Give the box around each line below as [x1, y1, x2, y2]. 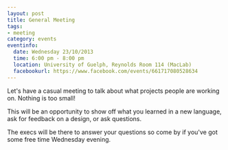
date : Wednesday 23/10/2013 [13, 49, 94, 56]
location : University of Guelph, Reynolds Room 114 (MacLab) [13, 61, 192, 68]
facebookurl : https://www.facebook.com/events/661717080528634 [13, 67, 198, 74]
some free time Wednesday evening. [7, 135, 111, 143]
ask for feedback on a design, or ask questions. [7, 114, 142, 122]
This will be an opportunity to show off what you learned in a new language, [7, 107, 222, 116]
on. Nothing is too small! [7, 94, 76, 102]
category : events [7, 36, 57, 43]
